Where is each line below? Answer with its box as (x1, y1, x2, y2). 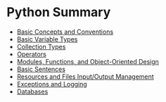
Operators (16, 50, 46, 58)
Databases (16, 87, 49, 96)
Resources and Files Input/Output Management (16, 72, 154, 81)
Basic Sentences (16, 65, 66, 73)
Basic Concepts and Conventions (16, 27, 114, 36)
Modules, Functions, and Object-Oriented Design (16, 57, 160, 65)
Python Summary (6, 4, 111, 20)
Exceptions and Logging (16, 79, 87, 88)
